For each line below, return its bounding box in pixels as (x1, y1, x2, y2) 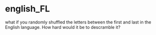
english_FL (5, 3, 50, 14)
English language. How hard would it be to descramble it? (5, 24, 121, 30)
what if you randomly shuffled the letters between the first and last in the (5, 19, 152, 25)
